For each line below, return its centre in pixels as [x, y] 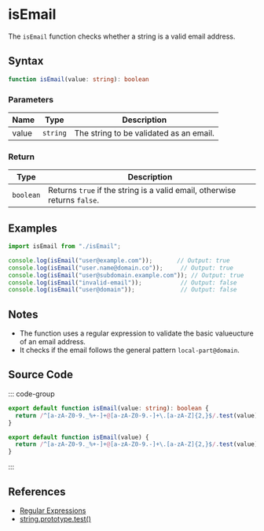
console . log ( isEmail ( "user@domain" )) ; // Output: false [123, 290]
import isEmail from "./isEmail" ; [65, 247]
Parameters [31, 99]
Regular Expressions [53, 511]
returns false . [74, 200]
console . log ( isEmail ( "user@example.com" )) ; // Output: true [119, 260]
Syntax [26, 61]
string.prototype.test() [55, 518]
